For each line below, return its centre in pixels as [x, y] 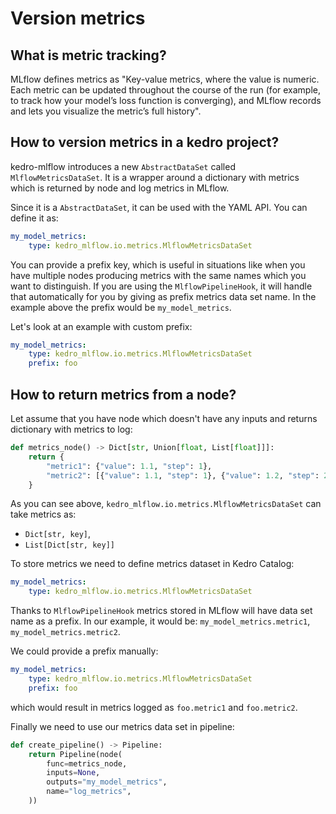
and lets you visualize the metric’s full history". [106, 111]
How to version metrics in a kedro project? [145, 142]
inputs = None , [73, 773]
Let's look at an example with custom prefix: [101, 326]
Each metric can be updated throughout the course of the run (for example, [166, 90]
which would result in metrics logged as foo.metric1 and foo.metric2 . [154, 707]
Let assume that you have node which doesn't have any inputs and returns [164, 418]
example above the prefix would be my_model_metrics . [121, 307]
